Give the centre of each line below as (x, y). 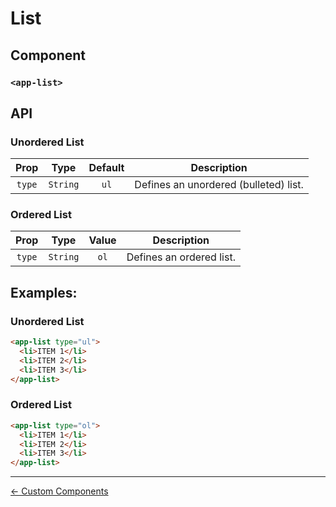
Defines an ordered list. (181, 257)
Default (106, 168)
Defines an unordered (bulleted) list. (219, 185)
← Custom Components (59, 491)
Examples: (44, 292)
